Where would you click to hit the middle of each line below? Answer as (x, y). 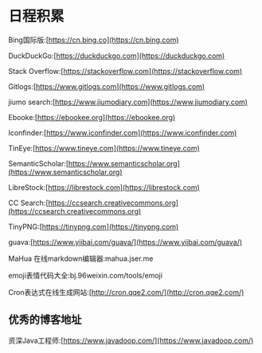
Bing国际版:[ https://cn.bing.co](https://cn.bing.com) (94, 40)
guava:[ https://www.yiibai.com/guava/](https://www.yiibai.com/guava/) (125, 242)
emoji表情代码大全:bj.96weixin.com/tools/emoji (86, 275)
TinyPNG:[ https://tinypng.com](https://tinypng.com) (94, 227)
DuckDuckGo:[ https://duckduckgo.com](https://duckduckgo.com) (117, 56)
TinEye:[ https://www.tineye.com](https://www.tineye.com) (104, 148)
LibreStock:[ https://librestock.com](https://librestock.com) (104, 187)
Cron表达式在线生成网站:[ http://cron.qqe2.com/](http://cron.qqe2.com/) (126, 292)
